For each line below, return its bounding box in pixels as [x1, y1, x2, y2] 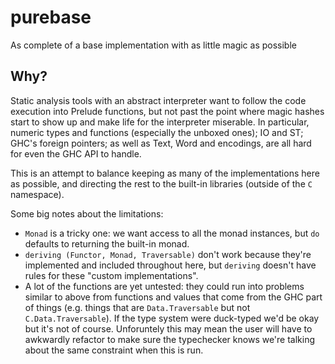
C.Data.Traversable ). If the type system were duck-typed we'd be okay [24, 312, 320, 324]
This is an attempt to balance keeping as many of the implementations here [10, 167, 320, 179]
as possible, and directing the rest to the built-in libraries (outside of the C [10, 177, 313, 190]
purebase [10, 6, 92, 29]
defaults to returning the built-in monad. [24, 237, 190, 250]
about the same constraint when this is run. [24, 344, 204, 356]
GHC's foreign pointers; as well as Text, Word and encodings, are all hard [10, 137, 312, 149]
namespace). [10, 188, 65, 200]
